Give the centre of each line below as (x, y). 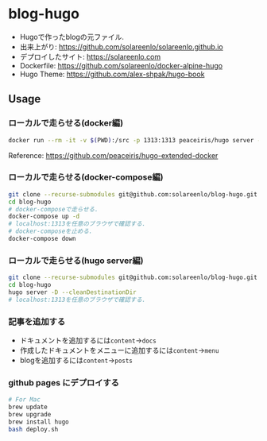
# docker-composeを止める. (50, 231)
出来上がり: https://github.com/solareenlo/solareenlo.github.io (122, 46)
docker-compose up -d (44, 217)
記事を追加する (37, 321)
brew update (28, 407)
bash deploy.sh (33, 429)
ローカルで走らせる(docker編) (66, 123)
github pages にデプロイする (64, 382)
